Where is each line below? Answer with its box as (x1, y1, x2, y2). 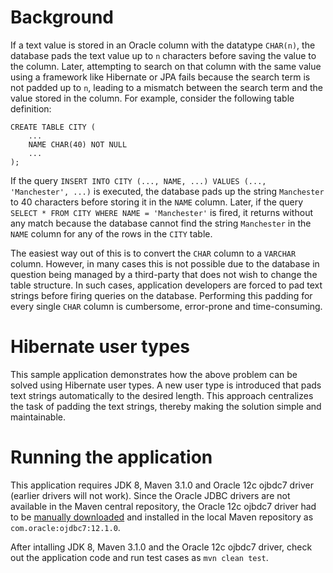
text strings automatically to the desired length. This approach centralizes (10, 389, 314, 401)
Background (10, 6, 114, 29)
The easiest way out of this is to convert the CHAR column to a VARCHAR (10, 247, 297, 259)
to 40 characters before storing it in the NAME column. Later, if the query (10, 196, 304, 208)
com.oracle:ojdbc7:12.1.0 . (10, 521, 121, 533)
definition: (10, 102, 52, 115)
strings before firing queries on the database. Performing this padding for (10, 289, 313, 301)
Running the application (10, 446, 213, 469)
